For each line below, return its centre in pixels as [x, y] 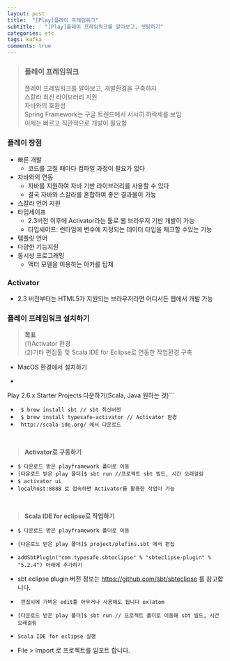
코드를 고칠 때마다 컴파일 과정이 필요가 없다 [86, 168]
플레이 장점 [25, 143]
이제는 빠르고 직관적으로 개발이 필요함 [76, 123]
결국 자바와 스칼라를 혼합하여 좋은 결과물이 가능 [92, 194]
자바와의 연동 [35, 177]
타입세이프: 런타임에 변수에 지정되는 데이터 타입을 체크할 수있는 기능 [120, 229]
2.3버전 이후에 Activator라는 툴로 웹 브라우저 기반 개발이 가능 [111, 220]
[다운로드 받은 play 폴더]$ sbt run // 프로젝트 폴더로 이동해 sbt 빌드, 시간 [118, 616]
